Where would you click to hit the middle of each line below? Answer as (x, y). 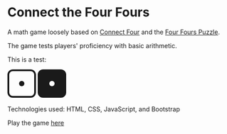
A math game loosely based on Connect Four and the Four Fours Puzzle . (114, 32)
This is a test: (27, 59)
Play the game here (36, 123)
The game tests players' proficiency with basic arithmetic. (92, 45)
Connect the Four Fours (79, 12)
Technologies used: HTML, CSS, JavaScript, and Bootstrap (94, 109)
